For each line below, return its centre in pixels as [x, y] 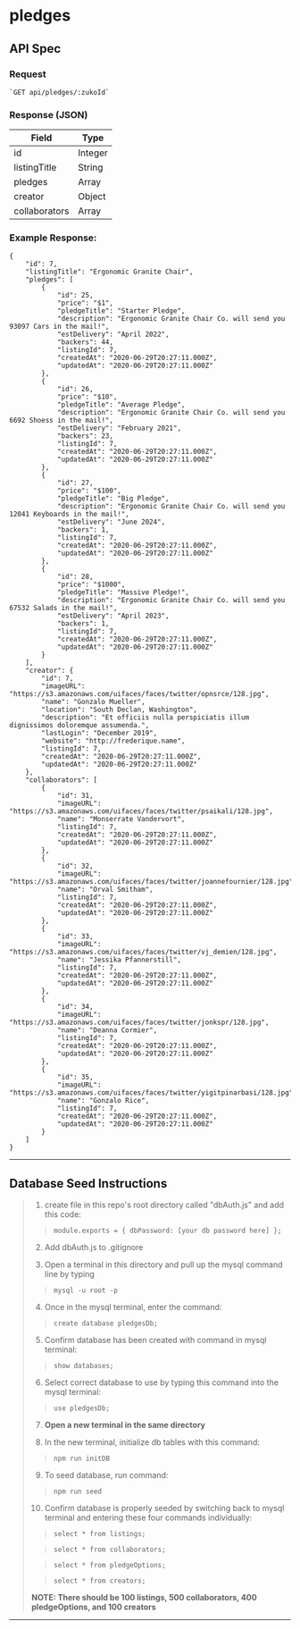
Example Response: [53, 238]
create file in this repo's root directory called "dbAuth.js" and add [164, 1205]
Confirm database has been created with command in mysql [155, 1340]
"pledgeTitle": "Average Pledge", [121, 405]
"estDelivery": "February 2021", [119, 428]
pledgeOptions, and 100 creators [93, 1607]
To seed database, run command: [106, 1475]
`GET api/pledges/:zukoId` [59, 92]
